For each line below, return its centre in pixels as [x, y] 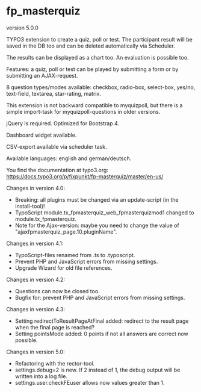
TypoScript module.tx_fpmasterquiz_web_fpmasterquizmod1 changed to [104, 213]
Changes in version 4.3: [36, 309]
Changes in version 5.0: [36, 352]
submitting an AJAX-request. [42, 75]
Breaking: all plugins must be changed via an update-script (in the [97, 199]
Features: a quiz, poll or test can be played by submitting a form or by [92, 69]
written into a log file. [41, 376]
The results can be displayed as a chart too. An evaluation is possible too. [97, 57]
